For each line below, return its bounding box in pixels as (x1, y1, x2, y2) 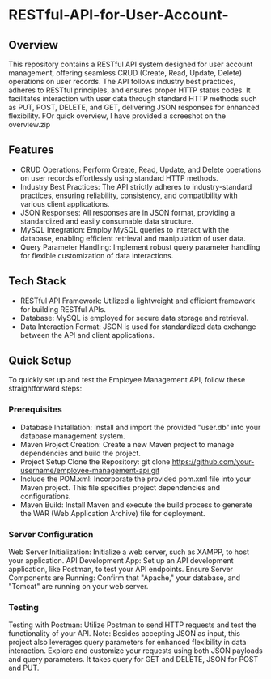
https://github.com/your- (171, 456, 255, 467)
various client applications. (19, 199, 110, 208)
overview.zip (8, 120, 51, 129)
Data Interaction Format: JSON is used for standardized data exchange (19, 322, 256, 331)
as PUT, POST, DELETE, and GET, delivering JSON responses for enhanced (8, 103, 260, 112)
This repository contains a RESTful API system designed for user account (8, 59, 253, 69)
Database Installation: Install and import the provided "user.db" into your (19, 422, 261, 432)
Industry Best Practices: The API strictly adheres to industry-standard (19, 181, 252, 191)
